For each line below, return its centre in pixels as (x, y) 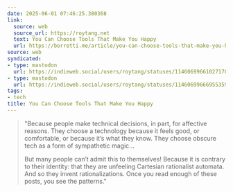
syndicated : (24, 59)
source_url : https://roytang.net (62, 33)
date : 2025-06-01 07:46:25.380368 (57, 14)
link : (15, 20)
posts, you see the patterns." (66, 181)
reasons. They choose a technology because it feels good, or (112, 131)
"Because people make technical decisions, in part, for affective (115, 123)
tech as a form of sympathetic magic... (79, 146)
